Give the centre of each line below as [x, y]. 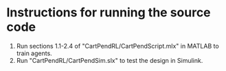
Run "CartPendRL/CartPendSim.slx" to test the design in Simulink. [110, 60]
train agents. [34, 53]
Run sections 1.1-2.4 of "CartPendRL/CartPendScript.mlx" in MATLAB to [117, 46]
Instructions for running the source [109, 13]
